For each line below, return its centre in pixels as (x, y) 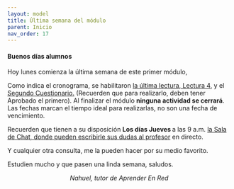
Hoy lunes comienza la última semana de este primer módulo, (97, 72)
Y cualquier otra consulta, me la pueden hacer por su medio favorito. (108, 151)
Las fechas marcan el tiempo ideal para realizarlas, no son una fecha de (112, 108)
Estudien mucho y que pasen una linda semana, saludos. (90, 164)
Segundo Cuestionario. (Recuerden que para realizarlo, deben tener (106, 93)
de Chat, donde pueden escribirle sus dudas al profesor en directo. (105, 137)
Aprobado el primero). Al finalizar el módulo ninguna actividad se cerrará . (116, 101)
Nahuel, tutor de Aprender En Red (119, 178)
